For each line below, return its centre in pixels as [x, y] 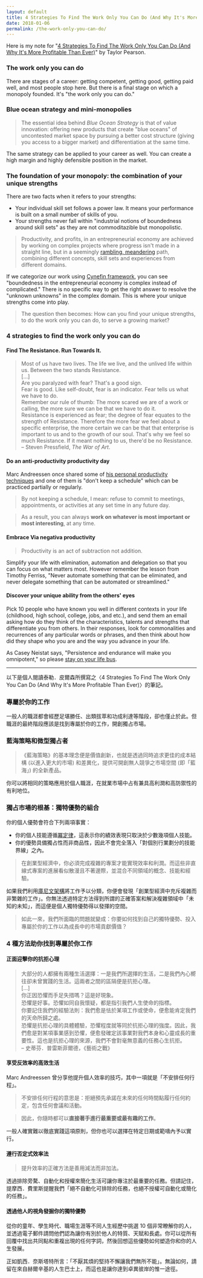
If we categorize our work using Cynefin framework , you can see [87, 277]
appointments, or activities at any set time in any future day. [95, 506]
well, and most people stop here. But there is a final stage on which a [92, 88]
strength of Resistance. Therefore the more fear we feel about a [100, 422]
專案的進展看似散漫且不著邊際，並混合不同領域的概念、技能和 [108, 870]
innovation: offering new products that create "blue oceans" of [99, 129]
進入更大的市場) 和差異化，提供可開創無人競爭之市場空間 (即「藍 [115, 763]
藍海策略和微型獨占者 [37, 741]
